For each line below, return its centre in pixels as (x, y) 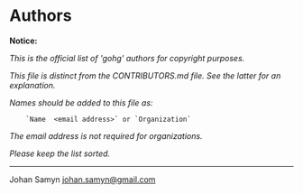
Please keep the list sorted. (60, 153)
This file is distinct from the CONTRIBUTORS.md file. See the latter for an (145, 75)
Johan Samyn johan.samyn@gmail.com (83, 179)
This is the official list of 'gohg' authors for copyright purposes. (127, 58)
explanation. (32, 85)
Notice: (23, 41)
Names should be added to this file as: (81, 102)
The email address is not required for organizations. (106, 135)
